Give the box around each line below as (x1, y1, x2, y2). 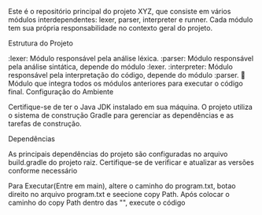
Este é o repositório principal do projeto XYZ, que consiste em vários (8, 7, 231, 16)
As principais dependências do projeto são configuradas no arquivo (8, 149, 228, 159)
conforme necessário (8, 166, 78, 175)
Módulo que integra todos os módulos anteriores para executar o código (8, 78, 244, 88)
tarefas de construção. (8, 119, 83, 128)
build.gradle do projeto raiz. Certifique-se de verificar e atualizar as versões (8, 158, 254, 167)
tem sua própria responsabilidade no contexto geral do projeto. (8, 24, 213, 32)
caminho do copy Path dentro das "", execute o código (8, 198, 186, 207)
